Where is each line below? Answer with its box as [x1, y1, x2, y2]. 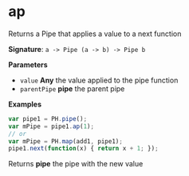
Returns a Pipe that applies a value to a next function [8, 29, 182, 38]
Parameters [8, 59, 48, 70]
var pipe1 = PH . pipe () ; [8, 114, 88, 122]
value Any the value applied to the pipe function [19, 75, 179, 85]
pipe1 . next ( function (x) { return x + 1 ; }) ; [8, 145, 159, 153]
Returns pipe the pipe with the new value [8, 159, 144, 169]
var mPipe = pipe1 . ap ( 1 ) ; [8, 122, 94, 130]
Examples [8, 99, 42, 109]
